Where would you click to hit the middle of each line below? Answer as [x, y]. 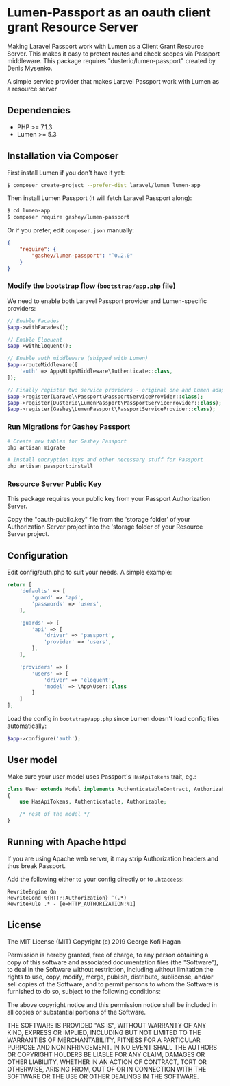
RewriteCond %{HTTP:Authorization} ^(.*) [67, 898]
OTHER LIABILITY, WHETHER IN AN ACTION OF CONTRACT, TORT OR [107, 1062]
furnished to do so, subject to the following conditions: [84, 991]
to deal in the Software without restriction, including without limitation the [110, 969]
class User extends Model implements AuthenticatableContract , [99, 789]
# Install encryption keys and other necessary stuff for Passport [105, 460]
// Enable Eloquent [35, 340]
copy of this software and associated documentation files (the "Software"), [113, 962]
